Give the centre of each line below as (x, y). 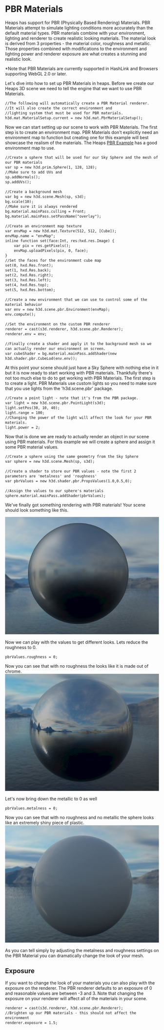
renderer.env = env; (26, 334)
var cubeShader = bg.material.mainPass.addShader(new (61, 353)
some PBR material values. (32, 447)
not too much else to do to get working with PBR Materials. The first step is (80, 378)
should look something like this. (37, 510)
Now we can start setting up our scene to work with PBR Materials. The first (81, 127)
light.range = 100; (25, 413)
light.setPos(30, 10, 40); (32, 408)
